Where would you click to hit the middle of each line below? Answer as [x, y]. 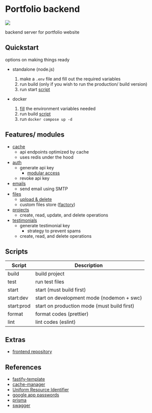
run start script [35, 89]
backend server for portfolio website [42, 32]
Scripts [17, 251]
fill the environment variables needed [57, 108]
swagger [21, 405]
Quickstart [22, 48]
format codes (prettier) [62, 314]
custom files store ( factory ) [48, 205]
